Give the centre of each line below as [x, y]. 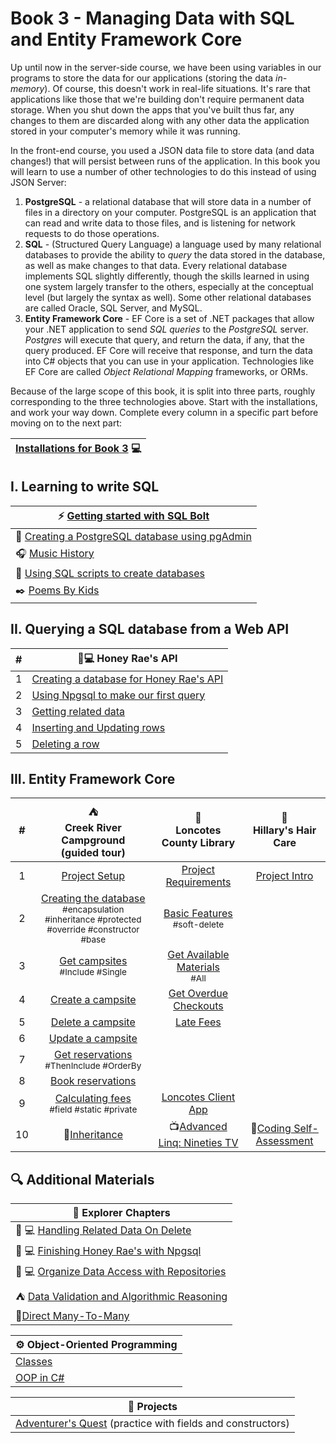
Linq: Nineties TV [198, 1143]
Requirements [198, 882]
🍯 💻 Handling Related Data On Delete [103, 1230]
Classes [34, 1362]
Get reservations [93, 1055]
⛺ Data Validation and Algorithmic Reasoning [121, 1297]
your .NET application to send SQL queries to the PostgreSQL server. [166, 329]
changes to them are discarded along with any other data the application [160, 120]
